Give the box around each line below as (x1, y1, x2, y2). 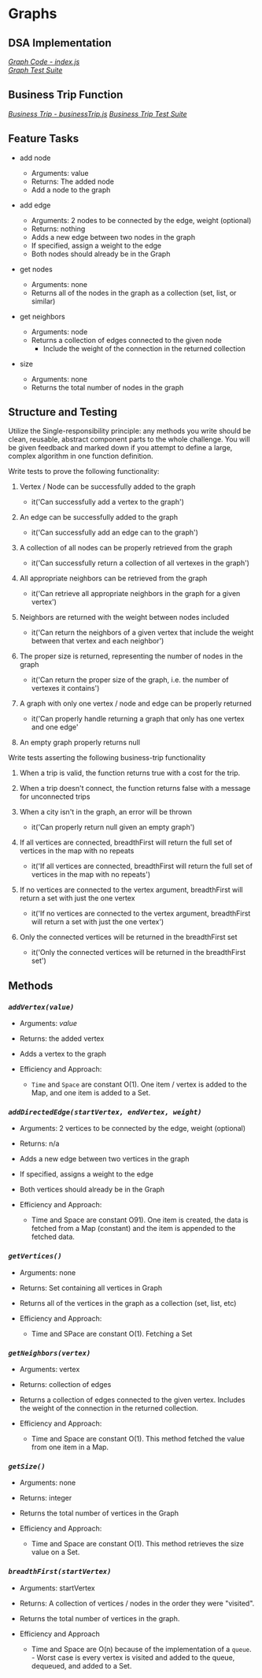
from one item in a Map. (31, 1442, 109, 1452)
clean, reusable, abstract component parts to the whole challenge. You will (8, 434, 250, 444)
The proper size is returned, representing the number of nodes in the (19, 651, 243, 661)
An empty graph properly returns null (19, 738, 140, 748)
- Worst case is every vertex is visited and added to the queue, (31, 1653, 235, 1662)
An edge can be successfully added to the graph (19, 513, 179, 522)
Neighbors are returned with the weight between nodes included (19, 613, 230, 622)
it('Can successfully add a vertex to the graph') (31, 498, 185, 507)
